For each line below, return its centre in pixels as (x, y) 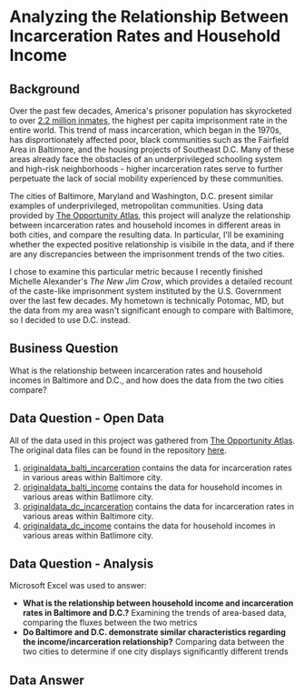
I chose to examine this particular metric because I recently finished (136, 272)
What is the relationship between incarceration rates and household (136, 370)
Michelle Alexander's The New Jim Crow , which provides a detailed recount (151, 281)
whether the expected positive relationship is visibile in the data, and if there (152, 244)
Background (44, 89)
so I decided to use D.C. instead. (70, 320)
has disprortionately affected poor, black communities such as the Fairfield (149, 140)
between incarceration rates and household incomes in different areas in (145, 225)
